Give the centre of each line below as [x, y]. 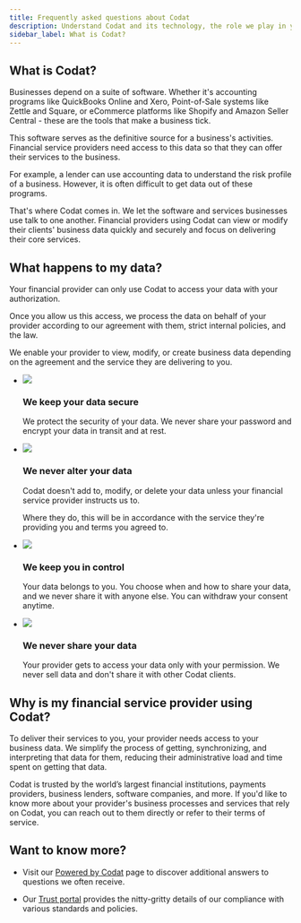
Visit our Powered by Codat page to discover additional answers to [145, 872]
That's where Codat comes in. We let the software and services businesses [149, 211]
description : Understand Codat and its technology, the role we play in [148, 26]
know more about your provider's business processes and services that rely [150, 803]
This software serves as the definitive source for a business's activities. [142, 138]
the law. [24, 335]
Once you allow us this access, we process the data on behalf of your [138, 316]
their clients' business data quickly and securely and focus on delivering [142, 230]
